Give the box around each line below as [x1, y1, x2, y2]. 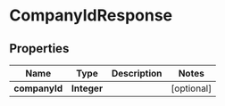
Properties [9, 41, 70, 56]
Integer [71, 82, 104, 94]
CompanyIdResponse [9, 5, 173, 26]
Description [111, 68, 162, 79]
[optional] [171, 82, 212, 94]
